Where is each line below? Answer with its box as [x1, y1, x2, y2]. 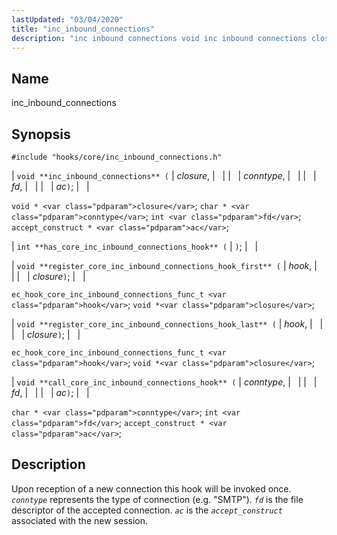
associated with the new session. [11, 514, 148, 526]
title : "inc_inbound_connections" [11, 24, 156, 34]
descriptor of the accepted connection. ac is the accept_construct [11, 504, 283, 516]
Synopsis [11, 126, 71, 143]
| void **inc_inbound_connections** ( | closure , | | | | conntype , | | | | [11, 170, 317, 181]
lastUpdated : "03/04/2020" [11, 14, 124, 25]
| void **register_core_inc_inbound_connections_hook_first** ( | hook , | [11, 260, 318, 271]
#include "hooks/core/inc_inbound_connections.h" [11, 152, 223, 162]
